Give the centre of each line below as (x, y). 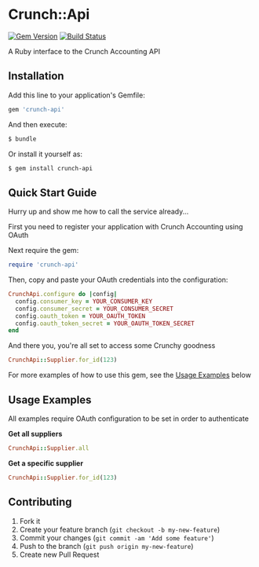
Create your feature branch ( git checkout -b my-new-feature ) (120, 529)
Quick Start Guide (53, 193)
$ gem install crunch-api (50, 168)
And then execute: (38, 124)
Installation (36, 76)
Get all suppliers (35, 434)
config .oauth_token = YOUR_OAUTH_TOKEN (80, 316)
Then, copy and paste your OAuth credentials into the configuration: (118, 280)
